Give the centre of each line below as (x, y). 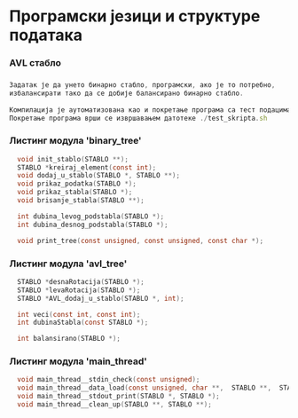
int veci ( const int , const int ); (79, 314)
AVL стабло (35, 63)
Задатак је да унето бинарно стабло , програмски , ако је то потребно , (142, 85)
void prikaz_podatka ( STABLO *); (77, 184)
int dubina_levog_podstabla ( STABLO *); (91, 216)
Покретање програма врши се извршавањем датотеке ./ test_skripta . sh (138, 118)
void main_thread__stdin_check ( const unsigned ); (109, 380)
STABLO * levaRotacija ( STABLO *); (79, 290)
